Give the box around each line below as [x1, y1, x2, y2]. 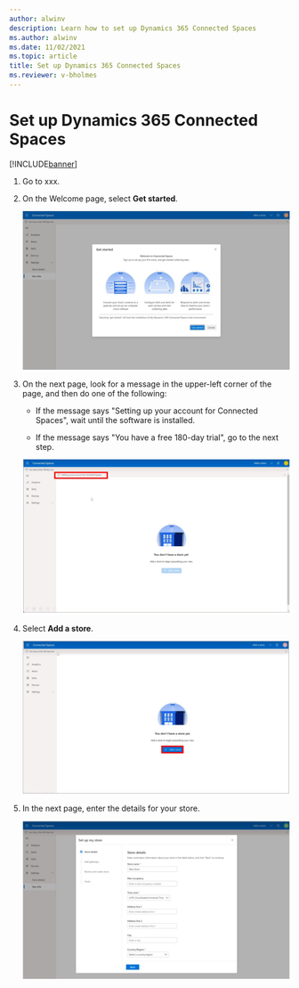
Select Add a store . [21, 623, 93, 633]
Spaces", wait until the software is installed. [35, 415, 196, 426]
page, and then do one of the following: [21, 388, 167, 399]
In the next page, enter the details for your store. [21, 803, 200, 813]
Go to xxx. [21, 176, 61, 186]
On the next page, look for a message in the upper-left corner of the [21, 379, 272, 389]
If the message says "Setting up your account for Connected [35, 405, 258, 416]
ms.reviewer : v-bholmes [9, 71, 98, 80]
